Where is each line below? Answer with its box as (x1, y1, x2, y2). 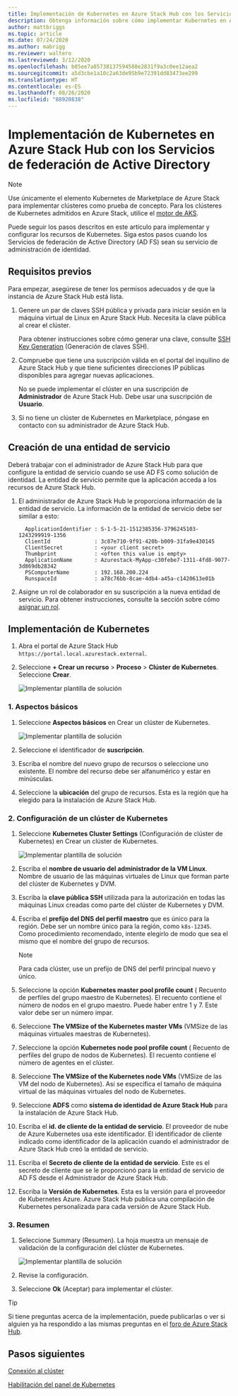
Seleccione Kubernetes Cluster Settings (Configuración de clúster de (18, 829, 223, 838)
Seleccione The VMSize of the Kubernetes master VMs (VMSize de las (18, 1022, 228, 1030)
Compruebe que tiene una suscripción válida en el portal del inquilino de (18, 356, 230, 364)
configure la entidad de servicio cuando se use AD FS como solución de (8, 468, 218, 476)
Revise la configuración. (18, 1271, 89, 1280)
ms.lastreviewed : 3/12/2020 (8, 57, 91, 64)
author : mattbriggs (8, 23, 66, 30)
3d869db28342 (18, 563, 57, 570)
